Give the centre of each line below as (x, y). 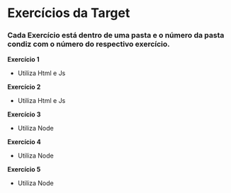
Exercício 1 (24, 60)
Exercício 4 (24, 142)
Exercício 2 (24, 87)
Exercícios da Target (69, 13)
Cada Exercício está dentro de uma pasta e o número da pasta (116, 35)
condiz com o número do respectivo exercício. (89, 44)
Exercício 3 (24, 114)
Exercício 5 (24, 170)
